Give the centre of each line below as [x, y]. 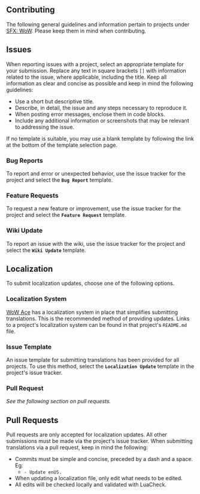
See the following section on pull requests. [59, 401]
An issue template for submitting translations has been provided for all [93, 359]
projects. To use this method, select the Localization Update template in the [100, 366]
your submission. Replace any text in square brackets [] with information [96, 70]
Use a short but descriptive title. [54, 101]
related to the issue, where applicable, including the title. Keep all [87, 77]
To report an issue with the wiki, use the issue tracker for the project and [96, 243]
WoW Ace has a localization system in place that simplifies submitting [92, 312]
